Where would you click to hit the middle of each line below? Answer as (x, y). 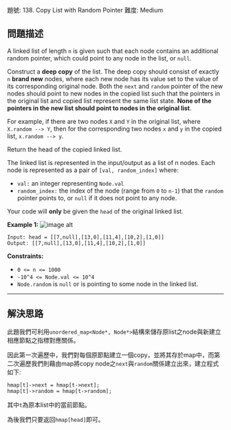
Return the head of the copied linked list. (65, 149)
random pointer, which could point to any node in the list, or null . (99, 58)
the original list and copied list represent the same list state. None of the (109, 100)
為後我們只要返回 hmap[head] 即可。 (56, 419)
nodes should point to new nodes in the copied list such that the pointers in (114, 93)
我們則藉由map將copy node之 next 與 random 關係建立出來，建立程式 (125, 363)
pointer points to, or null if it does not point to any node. (97, 197)
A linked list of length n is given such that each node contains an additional (113, 51)
